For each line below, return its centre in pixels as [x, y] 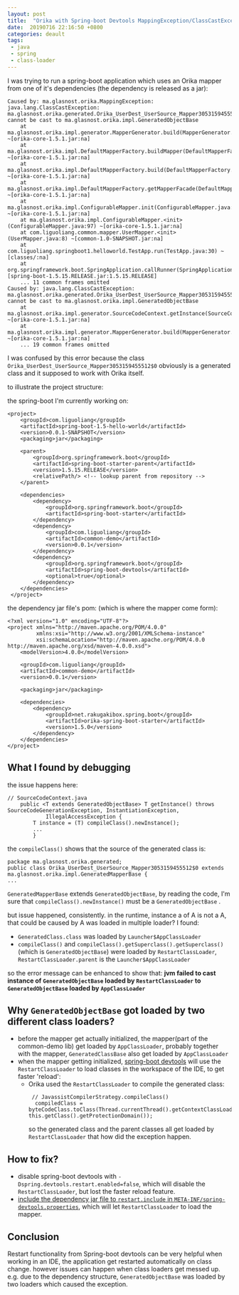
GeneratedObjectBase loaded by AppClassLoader [76, 988]
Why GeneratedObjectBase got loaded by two [106, 1010]
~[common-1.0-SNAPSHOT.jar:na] [117, 239]
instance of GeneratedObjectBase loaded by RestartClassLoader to [104, 981]
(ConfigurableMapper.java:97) [52, 226]
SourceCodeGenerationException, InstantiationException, [94, 810]
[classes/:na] [28, 257]
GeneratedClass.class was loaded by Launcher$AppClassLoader [109, 936]
